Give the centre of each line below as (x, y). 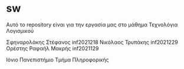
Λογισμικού (20, 30)
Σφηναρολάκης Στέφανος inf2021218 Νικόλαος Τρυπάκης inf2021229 (92, 42)
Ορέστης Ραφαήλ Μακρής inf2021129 (52, 48)
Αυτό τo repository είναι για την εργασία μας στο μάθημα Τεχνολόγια (92, 25)
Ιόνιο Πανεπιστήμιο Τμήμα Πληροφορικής (57, 60)
